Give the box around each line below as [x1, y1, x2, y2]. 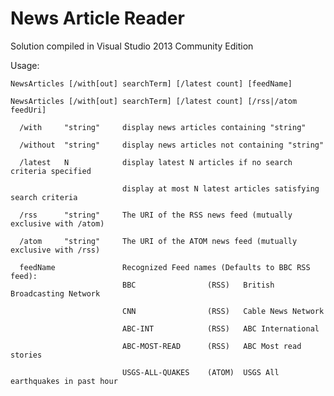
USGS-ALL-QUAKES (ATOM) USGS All [121, 367, 280, 377]
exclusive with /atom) [10, 218, 105, 229]
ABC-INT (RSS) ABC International [121, 323, 320, 334]
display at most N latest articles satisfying [121, 183, 320, 194]
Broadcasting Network [10, 288, 101, 299]
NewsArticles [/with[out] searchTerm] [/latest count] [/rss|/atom [10, 96, 298, 106]
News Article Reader [10, 7, 185, 30]
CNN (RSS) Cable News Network [121, 306, 325, 316]
